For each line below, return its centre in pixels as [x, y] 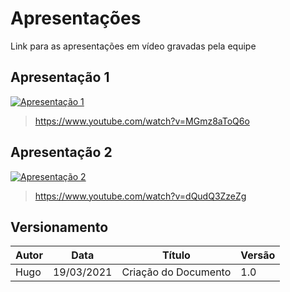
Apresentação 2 [61, 152]
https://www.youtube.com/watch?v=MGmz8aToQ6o [142, 121]
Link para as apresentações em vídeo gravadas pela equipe [133, 46]
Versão [258, 255]
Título [176, 255]
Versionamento [59, 227]
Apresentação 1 [60, 77]
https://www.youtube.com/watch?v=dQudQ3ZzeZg [140, 196]
